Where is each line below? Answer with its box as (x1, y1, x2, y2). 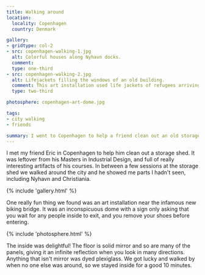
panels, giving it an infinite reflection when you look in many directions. (6, 249, 185, 256)
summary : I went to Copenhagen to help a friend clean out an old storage (6, 133, 201, 139)
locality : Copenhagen (12, 20, 67, 26)
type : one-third (12, 65, 53, 71)
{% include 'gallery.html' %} (6, 187, 77, 194)
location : (6, 15, 32, 21)
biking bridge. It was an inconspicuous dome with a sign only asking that (6, 205, 189, 213)
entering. (6, 218, 29, 226)
